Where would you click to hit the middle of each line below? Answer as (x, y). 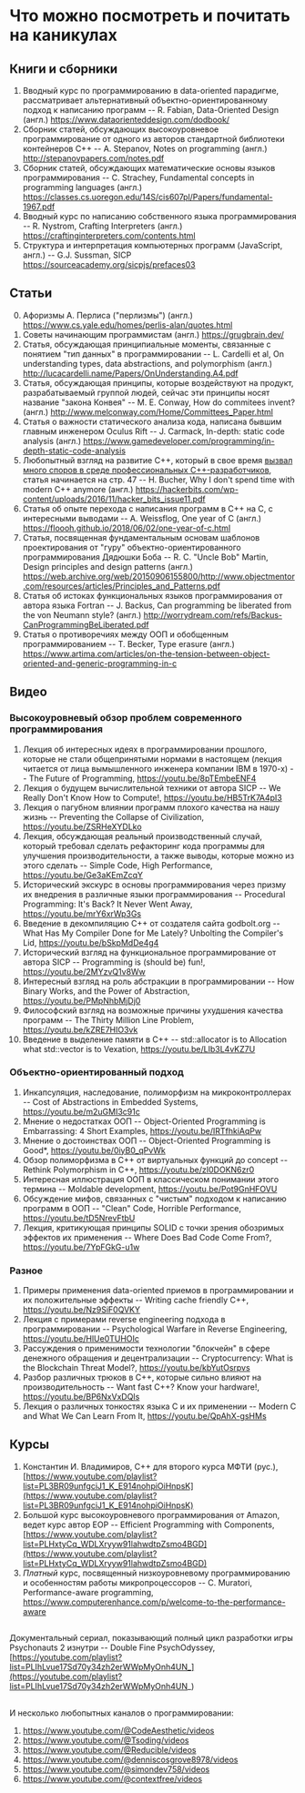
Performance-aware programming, (88, 1592)
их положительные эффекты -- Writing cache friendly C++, (135, 1300)
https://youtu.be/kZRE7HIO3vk (80, 1029)
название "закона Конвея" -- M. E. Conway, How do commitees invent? (159, 402)
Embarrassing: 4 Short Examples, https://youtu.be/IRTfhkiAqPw (142, 1130)
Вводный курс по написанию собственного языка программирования (159, 216)
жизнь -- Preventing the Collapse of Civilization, (113, 816)
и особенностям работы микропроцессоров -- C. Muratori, (137, 1582)
